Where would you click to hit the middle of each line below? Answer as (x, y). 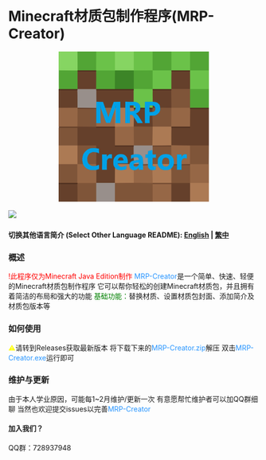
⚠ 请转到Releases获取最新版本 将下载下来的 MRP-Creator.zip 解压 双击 (122, 348)
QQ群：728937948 (40, 448)
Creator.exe (27, 357)
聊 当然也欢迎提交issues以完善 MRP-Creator (80, 409)
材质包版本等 (29, 306)
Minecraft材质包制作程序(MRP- (111, 16)
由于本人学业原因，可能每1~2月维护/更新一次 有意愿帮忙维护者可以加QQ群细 (133, 399)
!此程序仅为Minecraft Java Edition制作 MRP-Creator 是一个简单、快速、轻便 (131, 276)
